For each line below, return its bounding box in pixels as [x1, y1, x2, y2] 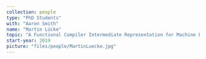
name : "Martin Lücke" [6, 26, 62, 33]
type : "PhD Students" [6, 15, 62, 21]
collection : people [6, 9, 56, 15]
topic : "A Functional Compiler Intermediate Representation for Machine [6, 32, 196, 38]
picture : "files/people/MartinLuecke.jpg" [6, 44, 116, 50]
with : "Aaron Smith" [6, 20, 59, 26]
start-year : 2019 [6, 37, 51, 44]
